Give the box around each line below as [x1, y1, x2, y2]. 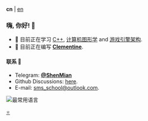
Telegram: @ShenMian [14, 71, 73, 79]
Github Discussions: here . [14, 77, 78, 85]
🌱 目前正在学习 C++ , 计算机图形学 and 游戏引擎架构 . [14, 36, 143, 43]
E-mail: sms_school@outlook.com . [14, 84, 100, 91]
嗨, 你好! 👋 [6, 21, 36, 30]
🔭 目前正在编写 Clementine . [14, 43, 84, 50]
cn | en [6, 6, 24, 12]
